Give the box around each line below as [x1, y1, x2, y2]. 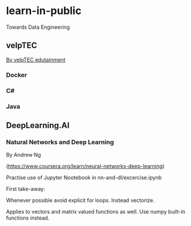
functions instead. [6, 214, 50, 221]
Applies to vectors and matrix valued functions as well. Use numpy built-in [6, 208, 186, 215]
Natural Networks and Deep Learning [6, 138, 114, 146]
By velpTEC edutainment [6, 56, 66, 63]
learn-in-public [6, 4, 82, 18]
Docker [6, 70, 28, 79]
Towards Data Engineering [6, 23, 70, 31]
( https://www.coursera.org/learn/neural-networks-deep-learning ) [6, 163, 165, 170]
